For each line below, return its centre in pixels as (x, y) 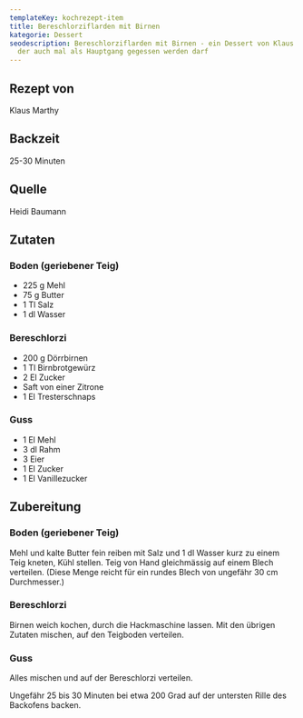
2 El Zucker (44, 377)
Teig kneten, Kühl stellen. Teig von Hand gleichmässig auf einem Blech (142, 562)
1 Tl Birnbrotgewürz (59, 367)
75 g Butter (44, 295)
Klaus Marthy (34, 110)
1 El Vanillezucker (55, 478)
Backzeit (35, 139)
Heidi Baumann (38, 211)
